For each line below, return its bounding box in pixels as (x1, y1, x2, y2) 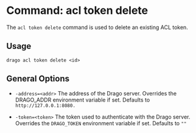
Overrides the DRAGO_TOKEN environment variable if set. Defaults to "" (15, 119, 187, 127)
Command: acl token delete (6, 4, 149, 18)
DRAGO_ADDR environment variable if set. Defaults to (15, 96, 150, 103)
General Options (6, 74, 70, 84)
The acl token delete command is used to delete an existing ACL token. (6, 24, 189, 31)
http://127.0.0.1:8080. (15, 102, 76, 109)
